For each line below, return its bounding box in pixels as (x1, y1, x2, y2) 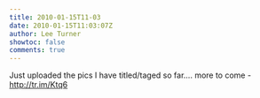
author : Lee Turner (9, 29, 82, 38)
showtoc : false (9, 37, 66, 47)
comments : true (9, 46, 66, 55)
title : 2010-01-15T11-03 (9, 12, 101, 22)
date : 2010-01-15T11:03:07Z (9, 21, 114, 30)
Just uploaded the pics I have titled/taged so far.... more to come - (9, 70, 251, 80)
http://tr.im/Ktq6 (9, 79, 68, 90)
